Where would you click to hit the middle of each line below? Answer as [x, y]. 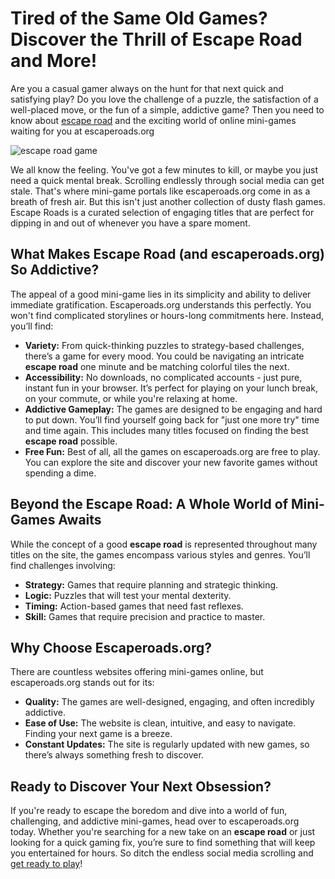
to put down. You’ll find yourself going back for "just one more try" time [172, 419]
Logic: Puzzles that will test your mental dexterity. [128, 595]
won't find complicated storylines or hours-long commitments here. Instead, [167, 315]
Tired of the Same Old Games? [139, 18]
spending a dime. [60, 473]
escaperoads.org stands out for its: [82, 683]
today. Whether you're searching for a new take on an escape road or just [163, 832]
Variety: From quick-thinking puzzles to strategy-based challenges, [164, 345]
